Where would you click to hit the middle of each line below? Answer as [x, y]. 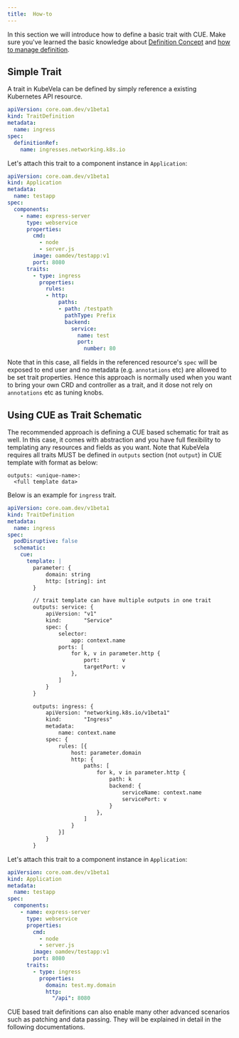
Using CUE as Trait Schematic [75, 415]
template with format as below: [53, 462]
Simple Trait [34, 72]
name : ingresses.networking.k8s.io [73, 149]
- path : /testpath [85, 309]
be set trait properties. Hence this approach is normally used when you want [119, 377]
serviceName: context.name [162, 793]
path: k [121, 779]
